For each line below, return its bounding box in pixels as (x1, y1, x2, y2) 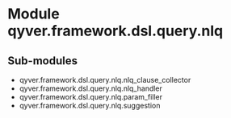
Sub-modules (7, 54, 78, 67)
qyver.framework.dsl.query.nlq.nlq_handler (19, 83, 163, 93)
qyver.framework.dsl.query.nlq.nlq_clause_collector (19, 75, 191, 84)
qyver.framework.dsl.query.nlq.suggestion (19, 101, 161, 110)
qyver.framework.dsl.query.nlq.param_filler (19, 92, 163, 101)
